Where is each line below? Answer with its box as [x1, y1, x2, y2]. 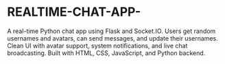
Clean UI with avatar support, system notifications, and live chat [7, 41, 188, 50]
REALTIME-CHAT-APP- [7, 4, 141, 20]
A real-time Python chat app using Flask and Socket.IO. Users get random [7, 27, 216, 35]
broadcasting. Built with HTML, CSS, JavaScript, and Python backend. [7, 49, 206, 57]
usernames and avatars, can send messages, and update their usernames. [7, 34, 218, 42]
